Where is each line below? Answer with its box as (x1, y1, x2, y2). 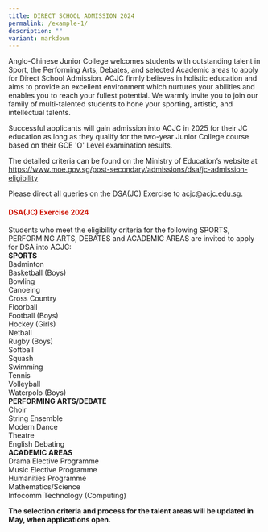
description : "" (8, 27, 63, 35)
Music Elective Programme (8, 465, 98, 475)
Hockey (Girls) (8, 319, 56, 329)
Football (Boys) (8, 311, 59, 321)
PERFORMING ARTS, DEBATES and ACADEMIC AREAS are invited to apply (8, 234, 255, 243)
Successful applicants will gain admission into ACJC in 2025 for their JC (8, 123, 248, 133)
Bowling (8, 276, 35, 286)
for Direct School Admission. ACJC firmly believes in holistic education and (8, 73, 258, 83)
